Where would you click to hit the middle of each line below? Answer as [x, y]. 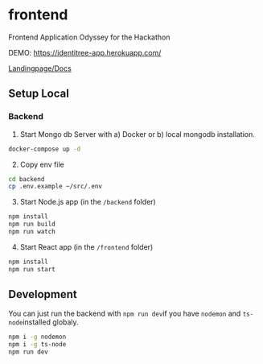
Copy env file [42, 164]
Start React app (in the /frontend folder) [86, 246]
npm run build [32, 224]
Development [43, 294]
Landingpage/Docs [40, 68]
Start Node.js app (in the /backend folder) [88, 202]
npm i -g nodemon [37, 337]
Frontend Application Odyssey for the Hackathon [89, 37]
